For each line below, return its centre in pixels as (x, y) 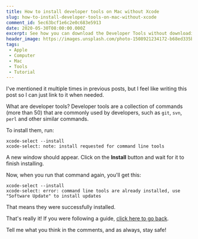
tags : (13, 45)
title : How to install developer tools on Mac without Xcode (83, 12)
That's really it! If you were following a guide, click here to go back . (88, 218)
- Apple (18, 50)
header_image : (24, 39)
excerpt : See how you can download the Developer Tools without (87, 34)
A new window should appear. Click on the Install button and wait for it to (95, 158)
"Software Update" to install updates (54, 196)
